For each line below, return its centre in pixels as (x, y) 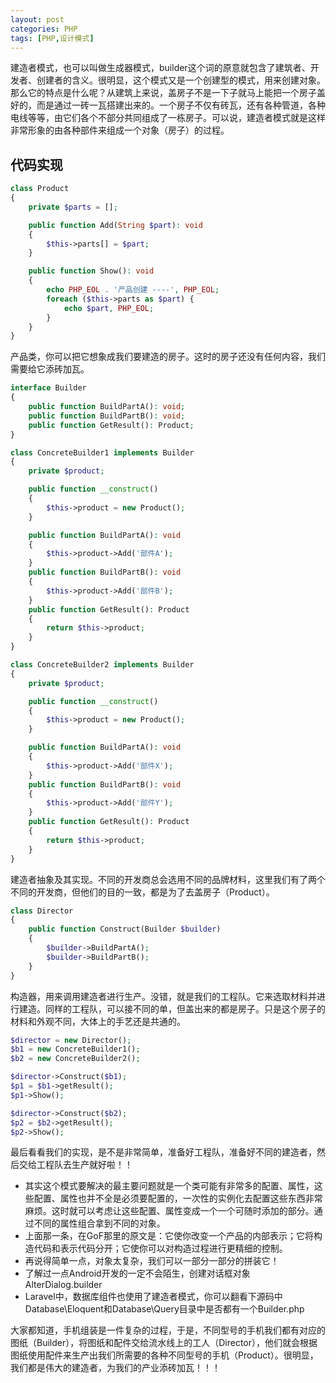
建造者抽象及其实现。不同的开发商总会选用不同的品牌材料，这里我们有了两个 (168, 879)
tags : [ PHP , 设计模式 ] (52, 38)
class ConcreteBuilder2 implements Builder (102, 665)
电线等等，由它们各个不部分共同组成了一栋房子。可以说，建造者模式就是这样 (168, 118)
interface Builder (48, 388)
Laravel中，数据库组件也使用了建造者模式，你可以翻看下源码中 (153, 1297)
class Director (42, 911)
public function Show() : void (91, 271)
